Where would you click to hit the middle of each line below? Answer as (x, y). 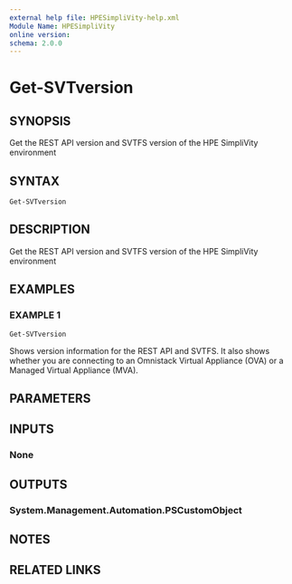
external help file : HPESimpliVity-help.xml (94, 18)
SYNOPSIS (40, 121)
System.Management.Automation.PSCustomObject (126, 510)
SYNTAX (35, 181)
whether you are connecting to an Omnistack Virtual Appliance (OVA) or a (146, 360)
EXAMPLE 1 (35, 315)
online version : (40, 34)
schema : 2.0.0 (36, 43)
